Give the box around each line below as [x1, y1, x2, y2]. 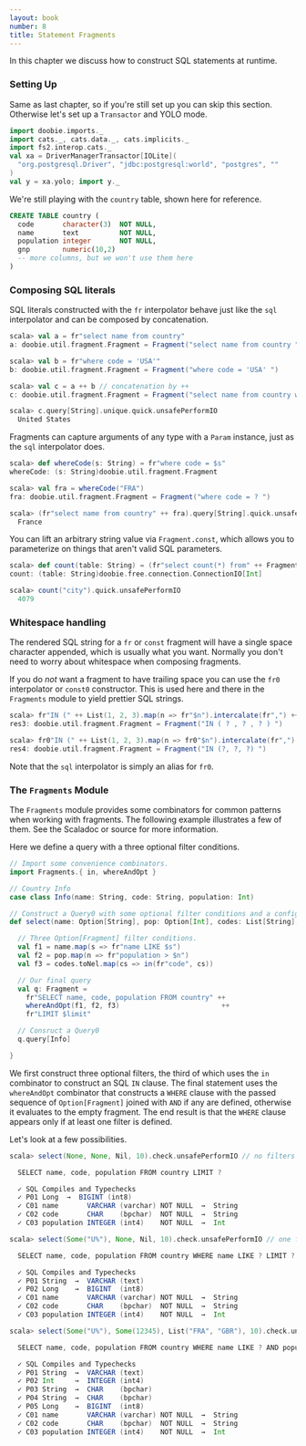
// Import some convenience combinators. [9, 859, 169, 869]
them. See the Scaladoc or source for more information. [9, 824, 219, 835]
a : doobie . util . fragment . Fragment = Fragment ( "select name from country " [9, 340, 300, 349]
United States [17, 415, 71, 424]
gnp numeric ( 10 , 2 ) [17, 245, 117, 255]
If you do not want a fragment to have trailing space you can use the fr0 [9, 674, 280, 685]
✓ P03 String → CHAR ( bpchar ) [17, 1385, 153, 1394]
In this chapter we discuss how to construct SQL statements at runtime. [9, 56, 278, 67]
